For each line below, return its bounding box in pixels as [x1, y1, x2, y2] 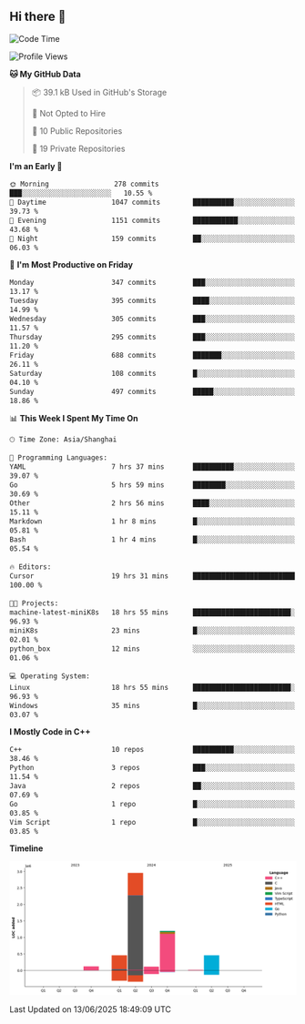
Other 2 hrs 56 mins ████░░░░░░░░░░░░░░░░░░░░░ [9, 498, 296, 508]
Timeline [9, 843, 44, 854]
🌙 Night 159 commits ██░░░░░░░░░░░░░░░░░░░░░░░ [9, 234, 296, 243]
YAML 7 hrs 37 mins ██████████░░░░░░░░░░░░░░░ [9, 461, 296, 471]
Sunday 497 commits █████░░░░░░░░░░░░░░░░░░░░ [9, 387, 296, 396]
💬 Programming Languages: [9, 452, 107, 462]
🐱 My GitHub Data [9, 68, 82, 79]
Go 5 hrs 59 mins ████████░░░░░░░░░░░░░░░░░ [9, 480, 296, 490]
